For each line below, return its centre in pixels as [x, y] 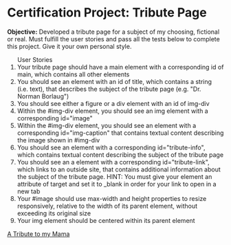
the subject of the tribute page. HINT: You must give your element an [114, 176]
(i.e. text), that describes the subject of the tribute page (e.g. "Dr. [109, 89]
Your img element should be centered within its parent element [106, 220]
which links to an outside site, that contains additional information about [119, 169]
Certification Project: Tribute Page [107, 13]
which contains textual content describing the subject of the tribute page [120, 155]
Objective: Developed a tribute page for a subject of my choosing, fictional [113, 32]
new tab [29, 191]
